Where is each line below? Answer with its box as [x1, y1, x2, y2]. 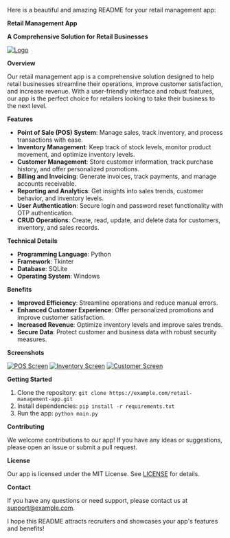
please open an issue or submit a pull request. [7, 443, 138, 451]
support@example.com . [7, 504, 76, 512]
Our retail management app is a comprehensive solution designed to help [7, 72, 215, 80]
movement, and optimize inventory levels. [16, 151, 135, 158]
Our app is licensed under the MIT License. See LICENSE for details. [7, 470, 200, 477]
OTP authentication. [16, 209, 74, 217]
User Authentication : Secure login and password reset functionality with [16, 202, 224, 209]
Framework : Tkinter [16, 257, 74, 266]
